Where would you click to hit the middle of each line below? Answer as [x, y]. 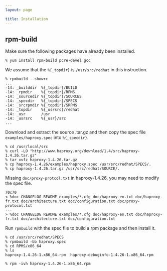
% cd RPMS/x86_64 [23, 246]
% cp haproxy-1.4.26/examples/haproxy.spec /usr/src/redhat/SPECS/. [78, 164]
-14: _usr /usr [28, 114]
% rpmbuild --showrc [27, 79]
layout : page [19, 10]
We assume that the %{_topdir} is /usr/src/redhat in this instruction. [76, 70]
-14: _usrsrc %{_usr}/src [36, 118]
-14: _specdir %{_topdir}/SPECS [41, 101]
